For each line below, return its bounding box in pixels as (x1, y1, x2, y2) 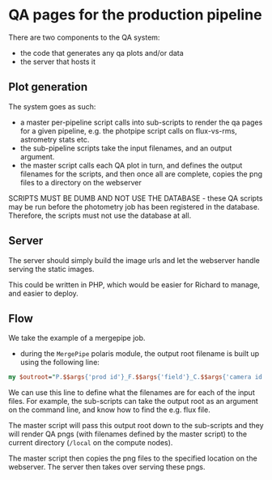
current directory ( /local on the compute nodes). (8, 438, 173, 448)
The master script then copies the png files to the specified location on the (8, 453, 257, 463)
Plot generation (8, 80, 87, 94)
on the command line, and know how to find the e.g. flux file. (8, 405, 210, 414)
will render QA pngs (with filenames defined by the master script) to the (8, 429, 248, 439)
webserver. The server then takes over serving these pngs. (8, 462, 206, 472)
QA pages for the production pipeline (8, 6, 262, 24)
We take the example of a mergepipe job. (8, 333, 146, 343)
